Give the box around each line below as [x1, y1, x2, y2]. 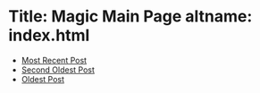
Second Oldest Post [21, 64, 96, 75]
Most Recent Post [21, 55, 87, 65]
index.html [8, 25, 90, 46]
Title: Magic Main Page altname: [8, 6, 253, 27]
